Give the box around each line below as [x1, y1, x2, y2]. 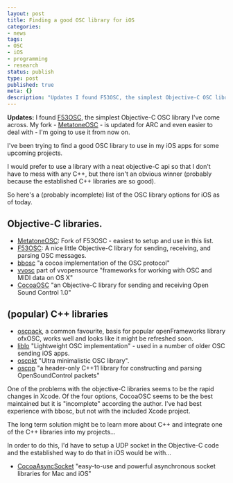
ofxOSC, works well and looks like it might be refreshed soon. [17, 334, 194, 343]
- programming [7, 56, 49, 63]
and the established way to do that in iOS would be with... [7, 448, 172, 457]
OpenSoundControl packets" [17, 371, 100, 379]
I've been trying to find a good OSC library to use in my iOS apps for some [7, 142, 220, 149]
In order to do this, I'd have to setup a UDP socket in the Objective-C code [7, 441, 220, 449]
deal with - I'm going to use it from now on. [7, 128, 130, 136]
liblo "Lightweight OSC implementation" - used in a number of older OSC [17, 341, 225, 350]
